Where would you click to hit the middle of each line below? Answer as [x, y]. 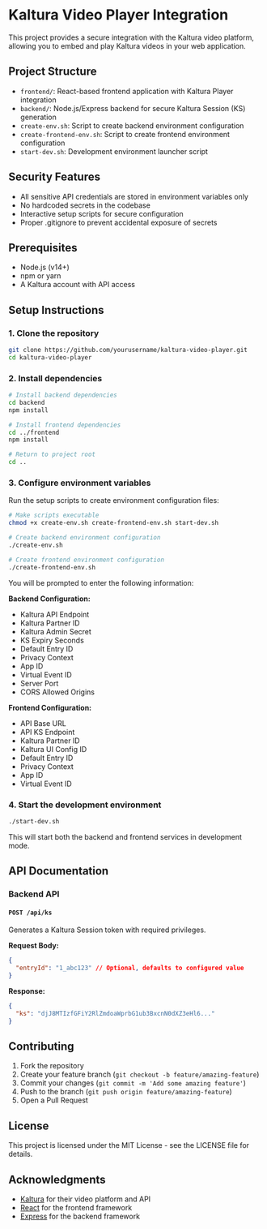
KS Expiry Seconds [52, 640]
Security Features [55, 177]
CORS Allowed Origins [57, 692]
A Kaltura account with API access [78, 285]
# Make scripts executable [54, 516]
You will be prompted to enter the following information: [101, 582]
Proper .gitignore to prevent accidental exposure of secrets [119, 222]
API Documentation [59, 871]
